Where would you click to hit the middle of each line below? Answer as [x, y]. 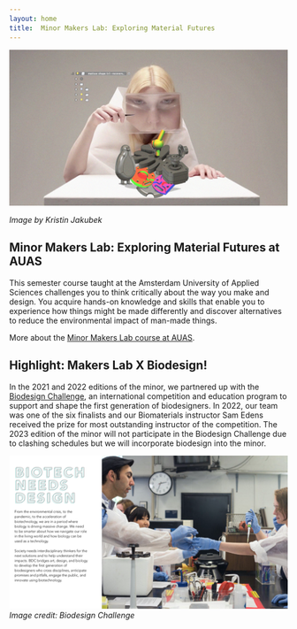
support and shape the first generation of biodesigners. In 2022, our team [144, 405]
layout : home [33, 19]
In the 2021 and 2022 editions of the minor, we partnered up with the [134, 387]
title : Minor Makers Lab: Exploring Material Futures [112, 28]
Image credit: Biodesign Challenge [72, 616]
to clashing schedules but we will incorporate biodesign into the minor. [138, 443]
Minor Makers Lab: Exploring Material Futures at [145, 248]
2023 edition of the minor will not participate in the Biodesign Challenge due [148, 433]
